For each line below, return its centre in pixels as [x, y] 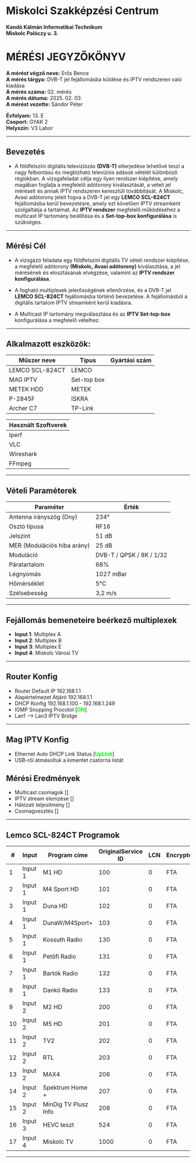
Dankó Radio [60, 990]
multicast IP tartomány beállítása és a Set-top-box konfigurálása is [96, 216]
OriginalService [120, 851]
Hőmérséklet [27, 584]
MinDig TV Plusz [66, 1104]
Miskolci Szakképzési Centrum [83, 11]
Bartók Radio [61, 973]
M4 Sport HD [61, 890]
